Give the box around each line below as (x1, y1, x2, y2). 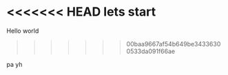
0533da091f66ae (126, 47, 176, 55)
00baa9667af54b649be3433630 (126, 40, 221, 48)
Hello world (6, 27, 39, 35)
